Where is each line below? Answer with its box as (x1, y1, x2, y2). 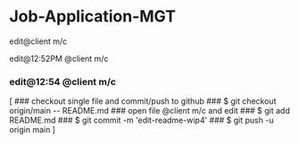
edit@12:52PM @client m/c (9, 53, 109, 64)
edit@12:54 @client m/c (9, 75, 116, 88)
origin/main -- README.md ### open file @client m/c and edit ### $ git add (9, 106, 290, 116)
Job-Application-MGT (9, 6, 177, 27)
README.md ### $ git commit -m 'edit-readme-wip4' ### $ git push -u (9, 114, 274, 126)
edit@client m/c (9, 36, 68, 47)
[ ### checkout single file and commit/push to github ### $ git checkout (9, 96, 277, 106)
